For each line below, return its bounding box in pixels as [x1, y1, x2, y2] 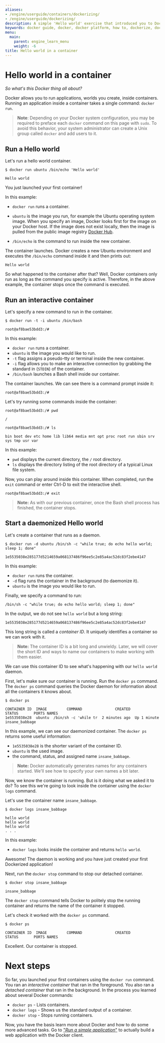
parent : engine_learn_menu [14, 39, 69, 44]
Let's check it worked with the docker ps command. [5, 912, 110, 918]
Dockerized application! [5, 861, 53, 867]
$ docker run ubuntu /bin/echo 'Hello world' [5, 167, 100, 172]
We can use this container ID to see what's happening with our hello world [5, 663, 158, 669]
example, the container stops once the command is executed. [5, 282, 130, 288]
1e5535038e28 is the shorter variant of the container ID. [12, 743, 122, 749]
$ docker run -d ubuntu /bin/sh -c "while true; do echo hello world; [5, 541, 153, 546]
